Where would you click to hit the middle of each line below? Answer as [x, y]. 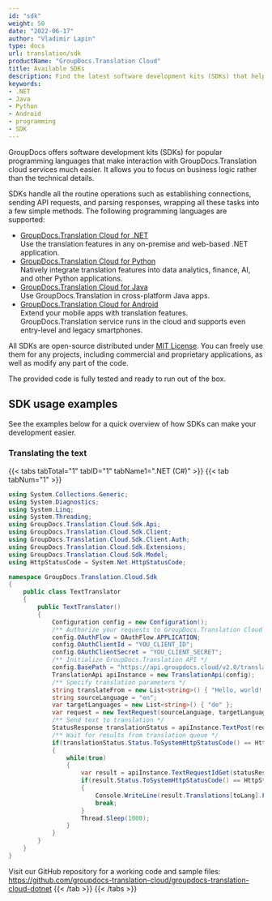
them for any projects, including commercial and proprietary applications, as [136, 354]
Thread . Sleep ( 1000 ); [115, 818]
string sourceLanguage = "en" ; [104, 697]
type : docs [27, 46]
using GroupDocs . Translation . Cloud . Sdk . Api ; [85, 525]
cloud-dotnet [30, 888]
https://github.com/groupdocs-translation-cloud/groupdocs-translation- [129, 880]
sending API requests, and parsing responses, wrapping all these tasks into [134, 202]
